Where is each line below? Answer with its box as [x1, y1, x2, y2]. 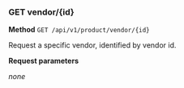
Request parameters [8, 56, 79, 66]
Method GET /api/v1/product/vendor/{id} [8, 25, 150, 35]
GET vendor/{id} [8, 6, 75, 18]
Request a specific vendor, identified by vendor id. [8, 40, 177, 50]
